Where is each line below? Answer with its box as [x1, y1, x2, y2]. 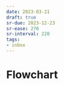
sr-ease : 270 [6, 25, 39, 32]
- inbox [6, 42, 26, 48]
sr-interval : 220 [6, 31, 50, 37]
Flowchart [6, 68, 59, 81]
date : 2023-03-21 [6, 8, 50, 15]
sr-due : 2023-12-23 [6, 20, 56, 26]
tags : [6, 37, 20, 42]
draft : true [6, 14, 36, 20]
